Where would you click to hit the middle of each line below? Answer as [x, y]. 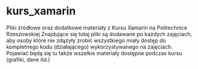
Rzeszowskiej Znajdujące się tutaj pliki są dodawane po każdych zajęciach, [99, 34]
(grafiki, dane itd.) [28, 59]
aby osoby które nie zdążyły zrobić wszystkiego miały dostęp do [86, 40]
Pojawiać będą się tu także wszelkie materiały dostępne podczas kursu [94, 53]
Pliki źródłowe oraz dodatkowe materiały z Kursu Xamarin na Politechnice [97, 28]
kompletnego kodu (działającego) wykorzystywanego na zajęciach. [89, 47]
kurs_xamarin [41, 11]
